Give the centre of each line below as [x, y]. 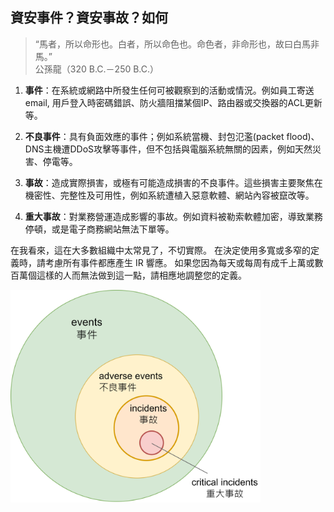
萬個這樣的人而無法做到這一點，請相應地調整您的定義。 [132, 275]
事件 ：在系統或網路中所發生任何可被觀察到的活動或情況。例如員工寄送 [169, 90]
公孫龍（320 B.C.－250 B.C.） [97, 69]
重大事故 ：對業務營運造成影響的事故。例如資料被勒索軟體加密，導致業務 [173, 216]
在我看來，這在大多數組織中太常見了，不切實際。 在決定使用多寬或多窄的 [160, 250]
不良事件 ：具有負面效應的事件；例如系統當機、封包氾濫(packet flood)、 [172, 136]
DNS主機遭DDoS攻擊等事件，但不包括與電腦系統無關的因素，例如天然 [168, 149]
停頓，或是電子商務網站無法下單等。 [99, 229]
